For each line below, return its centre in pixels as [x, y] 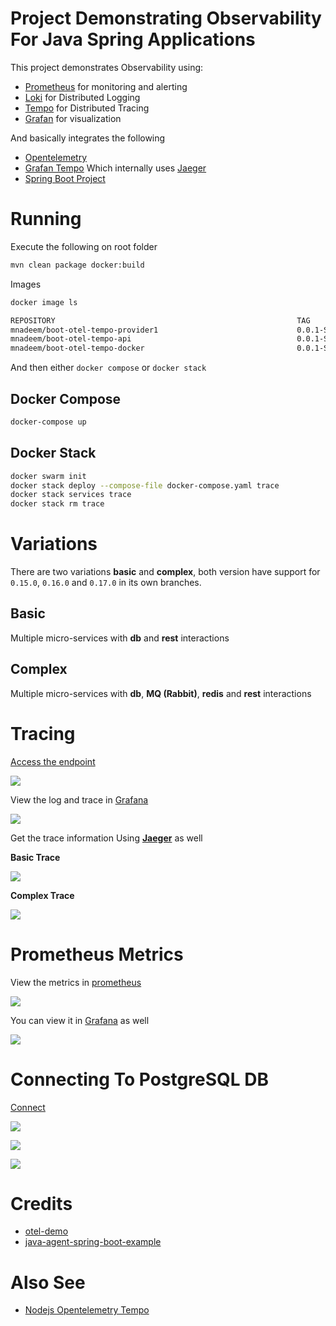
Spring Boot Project [65, 178]
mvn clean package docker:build [77, 265]
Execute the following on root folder [84, 246]
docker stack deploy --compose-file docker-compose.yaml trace [145, 485]
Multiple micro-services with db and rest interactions [120, 638]
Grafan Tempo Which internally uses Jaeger [115, 168]
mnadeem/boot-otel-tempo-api [71, 339]
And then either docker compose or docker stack [108, 368]
